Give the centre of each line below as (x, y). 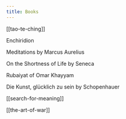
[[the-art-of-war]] (28, 110)
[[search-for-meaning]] (35, 98)
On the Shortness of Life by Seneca (50, 63)
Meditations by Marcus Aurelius (46, 52)
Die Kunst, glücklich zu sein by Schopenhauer (63, 87)
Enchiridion (20, 40)
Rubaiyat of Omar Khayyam (40, 75)
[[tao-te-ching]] (26, 29)
